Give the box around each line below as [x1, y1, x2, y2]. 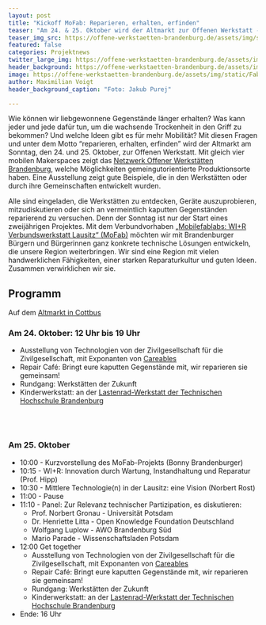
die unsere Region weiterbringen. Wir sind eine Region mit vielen [8, 247, 219, 257]
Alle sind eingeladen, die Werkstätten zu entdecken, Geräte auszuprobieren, [8, 196, 257, 206]
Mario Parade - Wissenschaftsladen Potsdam [31, 533, 180, 543]
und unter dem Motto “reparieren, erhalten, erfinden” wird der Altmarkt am [8, 139, 252, 149]
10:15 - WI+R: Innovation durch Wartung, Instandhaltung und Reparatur [19, 466, 251, 475]
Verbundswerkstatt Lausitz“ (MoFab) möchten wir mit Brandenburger [8, 231, 234, 240]
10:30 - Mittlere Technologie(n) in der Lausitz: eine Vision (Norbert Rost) [19, 482, 256, 492]
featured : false [8, 41, 62, 49]
